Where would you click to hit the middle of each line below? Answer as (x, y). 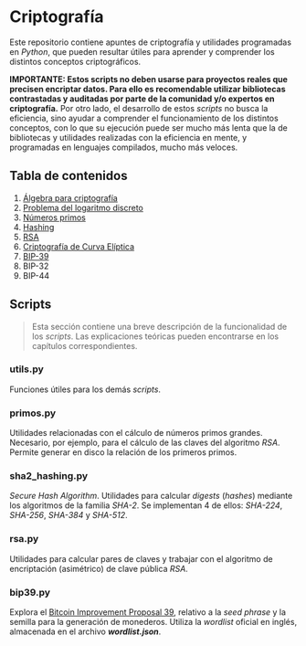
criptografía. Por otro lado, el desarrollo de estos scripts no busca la (139, 108)
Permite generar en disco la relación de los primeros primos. (123, 452)
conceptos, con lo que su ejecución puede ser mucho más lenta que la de (148, 127)
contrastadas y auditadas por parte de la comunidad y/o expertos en (142, 99)
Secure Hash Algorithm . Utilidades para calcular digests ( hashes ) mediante (151, 496)
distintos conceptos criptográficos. (75, 61)
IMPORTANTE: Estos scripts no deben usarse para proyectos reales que (148, 79)
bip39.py (30, 592)
